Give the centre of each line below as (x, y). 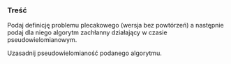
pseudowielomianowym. (42, 40)
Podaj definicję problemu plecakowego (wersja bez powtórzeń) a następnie (116, 25)
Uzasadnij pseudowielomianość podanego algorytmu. (84, 53)
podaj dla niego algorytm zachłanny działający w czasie (87, 32)
